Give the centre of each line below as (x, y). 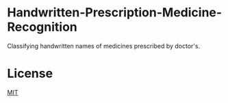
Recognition (42, 27)
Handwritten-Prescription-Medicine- (115, 13)
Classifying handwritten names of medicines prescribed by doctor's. (104, 46)
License (30, 74)
